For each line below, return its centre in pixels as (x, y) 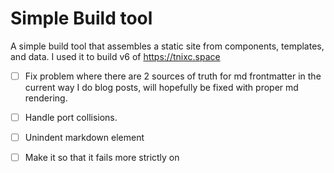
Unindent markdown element (84, 138)
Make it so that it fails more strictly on (102, 158)
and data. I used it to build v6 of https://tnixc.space (115, 56)
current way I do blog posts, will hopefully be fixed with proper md (161, 87)
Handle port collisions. (71, 117)
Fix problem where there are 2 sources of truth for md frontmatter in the (173, 76)
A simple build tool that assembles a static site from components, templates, (167, 46)
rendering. (46, 98)
